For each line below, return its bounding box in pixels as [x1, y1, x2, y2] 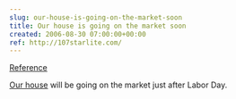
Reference [9, 62, 48, 73]
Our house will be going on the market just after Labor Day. [9, 79, 228, 90]
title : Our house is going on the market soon [9, 21, 187, 30]
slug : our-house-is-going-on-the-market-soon [9, 12, 182, 22]
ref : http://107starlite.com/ [9, 37, 123, 47]
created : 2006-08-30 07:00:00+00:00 [9, 29, 146, 38]
